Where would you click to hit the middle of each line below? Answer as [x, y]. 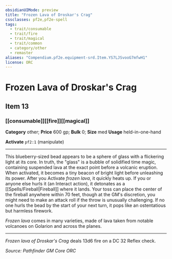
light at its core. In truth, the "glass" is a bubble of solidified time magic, [81, 162]
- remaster [21, 53]
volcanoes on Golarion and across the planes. [53, 226]
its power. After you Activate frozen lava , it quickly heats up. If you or [78, 178]
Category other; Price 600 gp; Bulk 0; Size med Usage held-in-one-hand [83, 132]
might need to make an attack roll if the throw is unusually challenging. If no [85, 200]
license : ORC [19, 62]
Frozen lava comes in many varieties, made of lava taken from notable [79, 221]
